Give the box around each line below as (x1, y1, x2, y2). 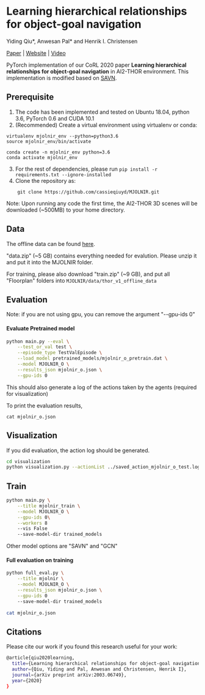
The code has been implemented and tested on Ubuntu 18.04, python (15, 108, 190, 116)
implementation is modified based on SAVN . (6, 74, 117, 81)
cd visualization (6, 458, 51, 464)
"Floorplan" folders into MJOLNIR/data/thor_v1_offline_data (6, 277, 157, 284)
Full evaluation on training (6, 556, 74, 563)
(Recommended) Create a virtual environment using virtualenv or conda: (15, 121, 198, 128)
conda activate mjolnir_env (6, 154, 78, 160)
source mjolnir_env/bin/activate (6, 138, 92, 144)
